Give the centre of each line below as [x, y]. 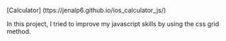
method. [19, 31]
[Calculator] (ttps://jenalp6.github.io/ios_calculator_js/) [86, 10]
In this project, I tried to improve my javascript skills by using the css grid [113, 24]
